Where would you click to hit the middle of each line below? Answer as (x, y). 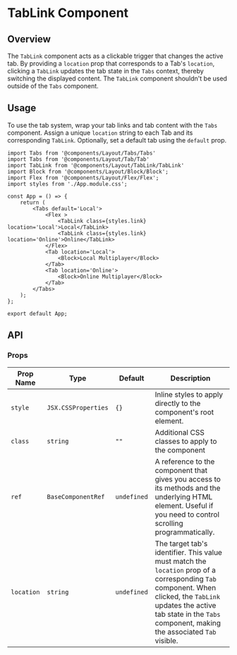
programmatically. (185, 532)
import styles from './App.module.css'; (68, 184)
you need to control (187, 515)
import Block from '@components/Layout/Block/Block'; (88, 172)
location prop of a (186, 570)
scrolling (169, 523)
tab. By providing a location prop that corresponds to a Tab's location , (111, 64)
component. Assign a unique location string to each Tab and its (100, 133)
